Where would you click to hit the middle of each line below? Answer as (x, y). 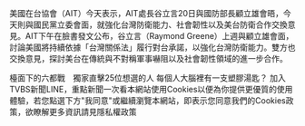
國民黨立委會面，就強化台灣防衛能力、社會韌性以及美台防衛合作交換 (160, 24)
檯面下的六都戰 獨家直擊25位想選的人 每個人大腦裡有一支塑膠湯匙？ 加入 (148, 78)
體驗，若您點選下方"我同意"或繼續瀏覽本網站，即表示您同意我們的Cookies (148, 101)
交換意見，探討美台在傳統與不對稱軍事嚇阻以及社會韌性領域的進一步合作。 (148, 58)
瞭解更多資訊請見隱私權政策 (85, 112)
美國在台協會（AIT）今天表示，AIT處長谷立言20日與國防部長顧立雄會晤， (147, 13)
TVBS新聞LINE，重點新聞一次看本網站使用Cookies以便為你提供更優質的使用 (151, 89)
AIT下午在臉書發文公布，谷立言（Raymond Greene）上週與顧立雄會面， (159, 36)
